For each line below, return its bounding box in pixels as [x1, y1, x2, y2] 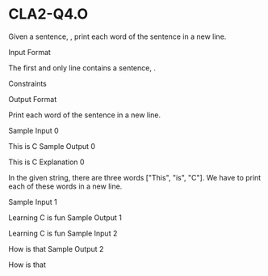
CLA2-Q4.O [8, 5, 89, 23]
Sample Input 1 [8, 197, 58, 206]
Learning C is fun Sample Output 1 [8, 212, 123, 223]
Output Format [8, 94, 57, 104]
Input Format [8, 47, 51, 57]
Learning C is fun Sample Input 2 [8, 228, 118, 238]
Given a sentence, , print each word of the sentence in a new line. [8, 32, 227, 41]
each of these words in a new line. [8, 181, 123, 191]
